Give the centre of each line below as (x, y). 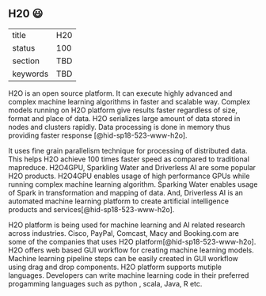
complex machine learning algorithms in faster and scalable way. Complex (129, 101)
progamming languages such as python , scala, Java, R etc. (105, 283)
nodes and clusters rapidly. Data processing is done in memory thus (120, 127)
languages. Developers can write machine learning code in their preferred (129, 275)
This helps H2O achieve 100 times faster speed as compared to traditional (129, 159)
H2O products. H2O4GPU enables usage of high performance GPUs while (129, 176)
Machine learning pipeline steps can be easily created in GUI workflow (123, 258)
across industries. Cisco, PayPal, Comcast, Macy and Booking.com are (123, 233)
